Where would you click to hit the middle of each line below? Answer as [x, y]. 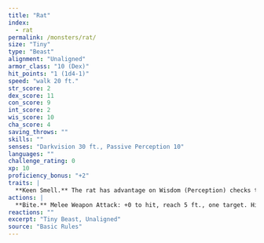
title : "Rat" [29, 15]
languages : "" [31, 154]
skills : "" [26, 139]
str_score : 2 [29, 88]
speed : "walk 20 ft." [44, 81]
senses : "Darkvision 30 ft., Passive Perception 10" [96, 147]
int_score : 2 [29, 111]
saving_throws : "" [38, 132]
